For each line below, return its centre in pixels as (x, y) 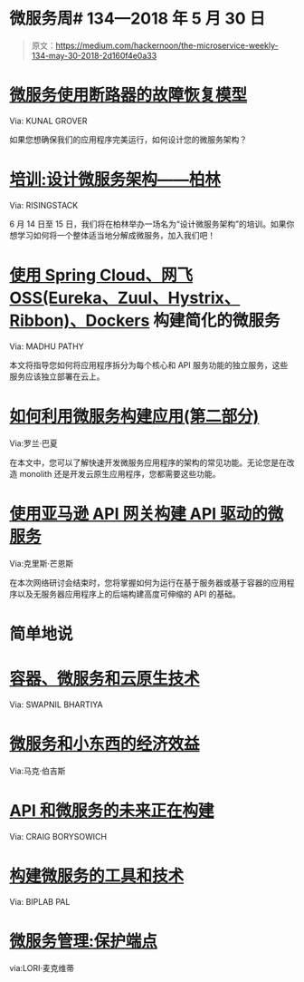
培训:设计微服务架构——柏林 (115, 180)
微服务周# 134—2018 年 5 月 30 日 (138, 19)
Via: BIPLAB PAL (40, 901)
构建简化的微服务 (217, 321)
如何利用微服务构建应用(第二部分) (134, 416)
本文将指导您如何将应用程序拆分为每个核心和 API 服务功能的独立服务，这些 (149, 365)
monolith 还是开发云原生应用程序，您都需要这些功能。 (120, 473)
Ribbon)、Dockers (80, 321)
